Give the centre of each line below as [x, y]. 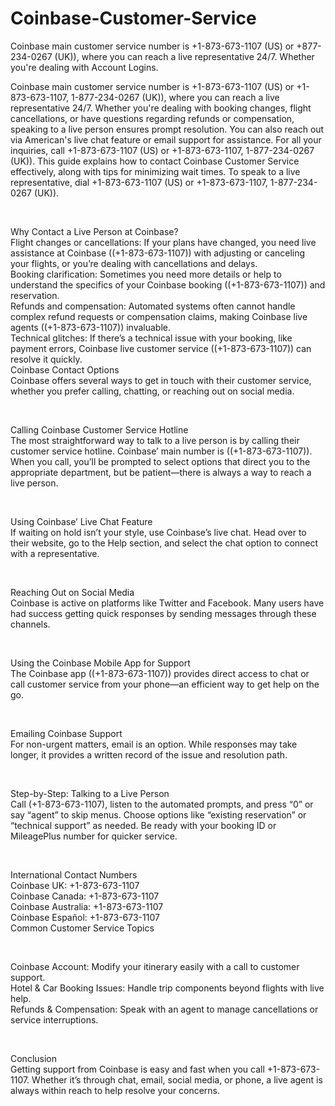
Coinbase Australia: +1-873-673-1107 [87, 906]
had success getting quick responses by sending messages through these [163, 613]
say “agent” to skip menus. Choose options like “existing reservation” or [158, 814]
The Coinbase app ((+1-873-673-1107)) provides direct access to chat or [160, 673]
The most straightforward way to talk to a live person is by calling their [155, 440]
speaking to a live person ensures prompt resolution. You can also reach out [167, 129]
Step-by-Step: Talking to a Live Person [90, 793]
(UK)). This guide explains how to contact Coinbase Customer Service [155, 161]
